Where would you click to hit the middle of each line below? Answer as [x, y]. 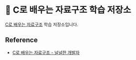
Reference [22, 40]
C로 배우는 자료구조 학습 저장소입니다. [42, 24]
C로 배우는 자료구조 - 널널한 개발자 [46, 52]
